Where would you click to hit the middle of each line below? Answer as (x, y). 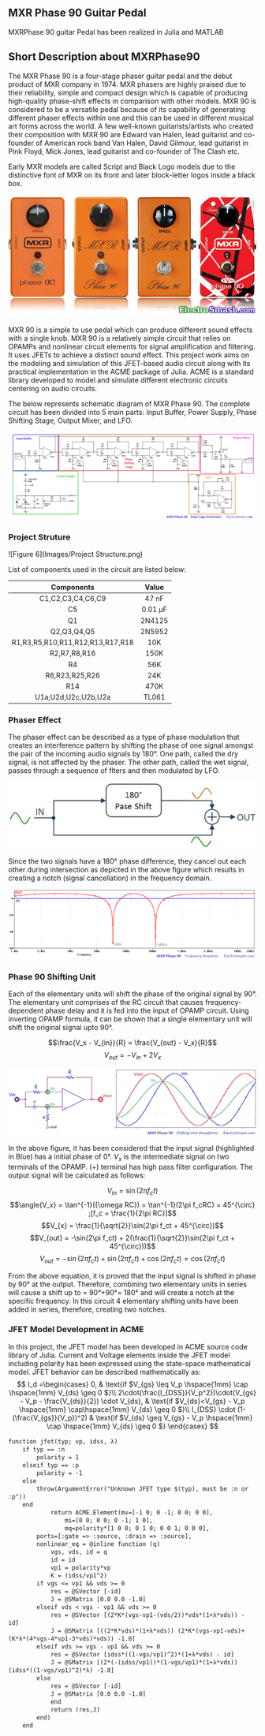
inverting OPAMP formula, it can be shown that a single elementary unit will (130, 1019)
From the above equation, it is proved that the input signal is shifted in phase (132, 1275)
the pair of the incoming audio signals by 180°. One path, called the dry (123, 754)
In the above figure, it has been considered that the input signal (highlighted (131, 1148)
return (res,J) (75, 1710)
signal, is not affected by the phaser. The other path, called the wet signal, (129, 762)
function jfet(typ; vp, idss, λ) (63, 1441)
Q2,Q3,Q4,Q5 (73, 631)
